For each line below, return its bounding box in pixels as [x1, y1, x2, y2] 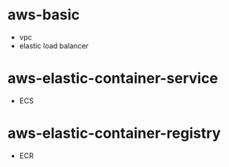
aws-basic [7, 6, 80, 24]
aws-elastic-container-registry [7, 124, 221, 143]
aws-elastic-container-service [7, 69, 219, 88]
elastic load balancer [19, 40, 90, 50]
